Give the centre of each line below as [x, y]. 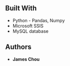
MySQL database [30, 31]
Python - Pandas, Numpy [39, 20]
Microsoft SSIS [28, 26]
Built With [21, 8]
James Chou [26, 59]
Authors [18, 47]
